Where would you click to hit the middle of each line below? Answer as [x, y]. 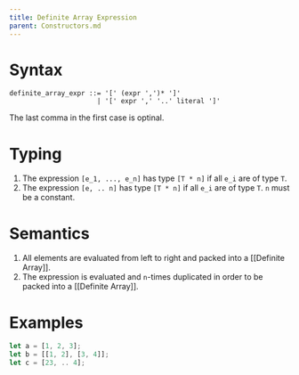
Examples [46, 322]
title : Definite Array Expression [73, 17]
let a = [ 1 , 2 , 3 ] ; [45, 346]
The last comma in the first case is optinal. [87, 118]
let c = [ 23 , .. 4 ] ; [48, 363]
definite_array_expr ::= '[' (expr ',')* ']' [95, 94]
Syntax [36, 70]
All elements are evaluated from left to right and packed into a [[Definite [153, 258]
